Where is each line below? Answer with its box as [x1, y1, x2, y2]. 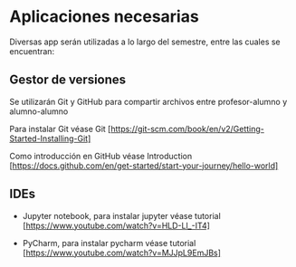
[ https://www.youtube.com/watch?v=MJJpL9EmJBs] [22, 247, 222, 258]
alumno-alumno [9, 106, 69, 117]
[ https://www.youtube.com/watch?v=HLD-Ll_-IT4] [22, 220, 211, 231]
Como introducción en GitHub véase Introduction [9, 150, 193, 161]
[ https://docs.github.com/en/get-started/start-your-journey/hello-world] [9, 160, 279, 171]
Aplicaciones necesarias [9, 6, 199, 27]
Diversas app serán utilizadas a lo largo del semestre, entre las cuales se [9, 36, 281, 47]
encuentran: [9, 45, 55, 56]
